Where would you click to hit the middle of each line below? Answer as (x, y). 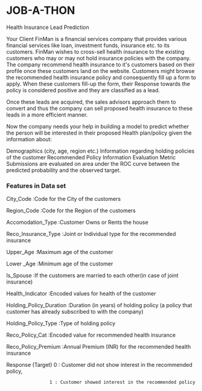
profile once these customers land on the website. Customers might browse (100, 71)
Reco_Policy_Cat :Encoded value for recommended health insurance (91, 335)
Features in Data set (36, 186)
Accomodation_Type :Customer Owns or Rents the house (77, 222)
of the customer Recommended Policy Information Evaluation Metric (91, 157)
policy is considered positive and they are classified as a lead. (83, 90)
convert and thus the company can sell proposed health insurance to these (99, 108)
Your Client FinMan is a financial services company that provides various (96, 39)
